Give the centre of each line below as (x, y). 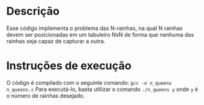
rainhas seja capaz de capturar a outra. (56, 41)
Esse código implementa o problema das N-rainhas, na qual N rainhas (94, 28)
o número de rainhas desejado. (46, 95)
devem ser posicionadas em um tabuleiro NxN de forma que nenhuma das (100, 34)
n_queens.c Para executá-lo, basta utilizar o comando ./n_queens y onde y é (102, 89)
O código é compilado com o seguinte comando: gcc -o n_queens (89, 82)
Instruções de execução (69, 66)
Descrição (33, 11)
